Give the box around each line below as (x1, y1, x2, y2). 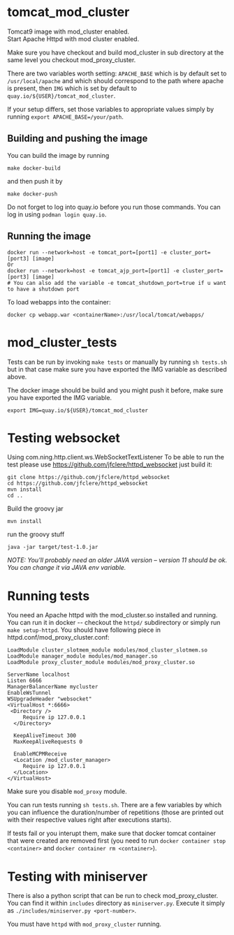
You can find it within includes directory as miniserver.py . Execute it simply (7, 899, 226, 908)
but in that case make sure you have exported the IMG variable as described (7, 365, 227, 374)
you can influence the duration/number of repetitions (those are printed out (7, 808, 224, 817)
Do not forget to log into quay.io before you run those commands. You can (7, 203, 221, 211)
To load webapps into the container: (7, 297, 111, 306)
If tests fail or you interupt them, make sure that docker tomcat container (7, 829, 217, 838)
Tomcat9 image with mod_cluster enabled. (7, 27, 130, 36)
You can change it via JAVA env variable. (7, 564, 126, 572)
